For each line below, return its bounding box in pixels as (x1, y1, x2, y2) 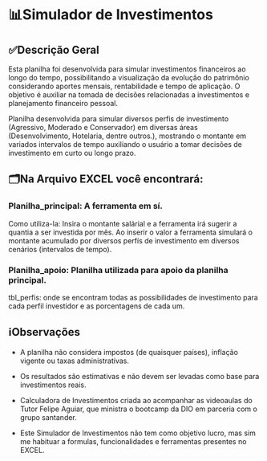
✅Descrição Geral (8, 43, 99, 56)
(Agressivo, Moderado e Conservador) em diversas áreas (8, 123, 198, 132)
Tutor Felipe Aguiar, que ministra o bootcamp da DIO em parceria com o (19, 404, 258, 414)
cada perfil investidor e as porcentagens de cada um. (8, 301, 185, 311)
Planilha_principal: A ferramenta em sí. (8, 201, 163, 212)
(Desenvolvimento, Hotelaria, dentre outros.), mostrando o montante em (8, 131, 247, 141)
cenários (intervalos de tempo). (8, 244, 112, 254)
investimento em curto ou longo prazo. (8, 149, 136, 157)
